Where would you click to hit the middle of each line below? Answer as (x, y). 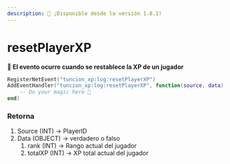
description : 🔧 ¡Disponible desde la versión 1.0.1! (85, 13)
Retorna (21, 116)
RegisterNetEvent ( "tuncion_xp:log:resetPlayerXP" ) (82, 79)
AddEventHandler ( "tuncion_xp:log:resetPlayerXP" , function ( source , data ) (116, 86)
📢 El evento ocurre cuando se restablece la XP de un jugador (96, 67)
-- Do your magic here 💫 (55, 92)
